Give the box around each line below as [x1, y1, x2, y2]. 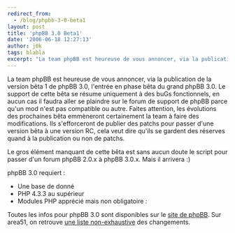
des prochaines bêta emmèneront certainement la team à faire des [7, 112, 199, 120]
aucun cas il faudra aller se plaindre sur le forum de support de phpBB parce [7, 97, 228, 105]
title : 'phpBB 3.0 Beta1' [7, 29, 83, 37]
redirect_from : [7, 10, 52, 17]
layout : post [7, 23, 45, 30]
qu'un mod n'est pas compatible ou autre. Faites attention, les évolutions [7, 104, 217, 112]
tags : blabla [7, 50, 45, 57]
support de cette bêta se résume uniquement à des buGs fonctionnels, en [7, 89, 220, 98]
